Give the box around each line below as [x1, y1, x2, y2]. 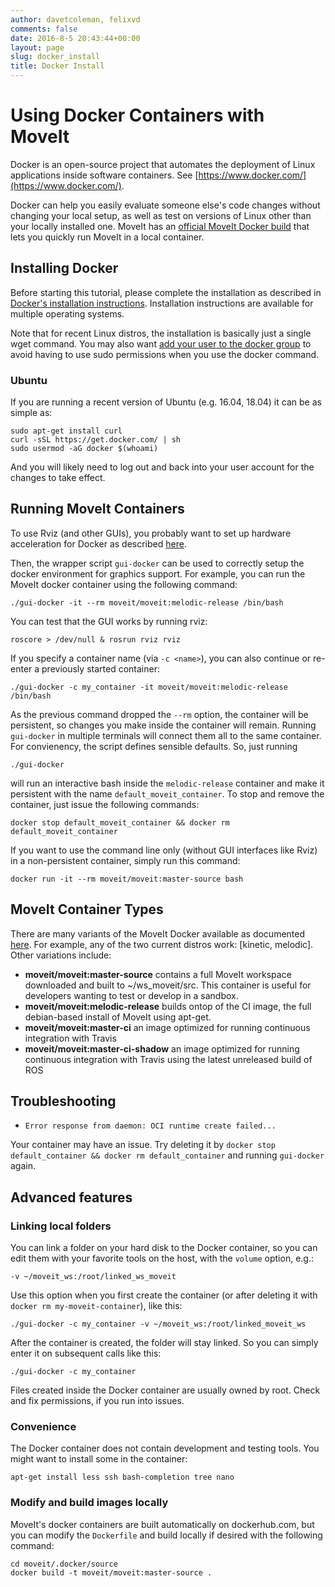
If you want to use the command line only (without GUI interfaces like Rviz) [10, 844, 318, 856]
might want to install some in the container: [10, 1453, 188, 1465]
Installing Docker [10, 260, 119, 277]
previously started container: [41, 662, 160, 675]
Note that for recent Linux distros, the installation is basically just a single [10, 327, 312, 339]
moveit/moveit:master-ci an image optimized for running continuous [24, 1021, 311, 1033]
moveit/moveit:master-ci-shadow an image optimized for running [24, 1042, 300, 1055]
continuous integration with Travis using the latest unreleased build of [24, 1053, 313, 1065]
